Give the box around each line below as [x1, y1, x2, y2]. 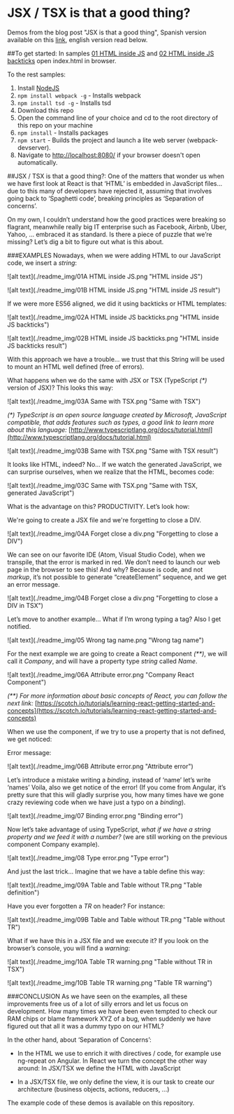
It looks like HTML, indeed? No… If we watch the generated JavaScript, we [7, 460, 222, 468]
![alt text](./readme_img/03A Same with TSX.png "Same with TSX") [7, 397, 201, 405]
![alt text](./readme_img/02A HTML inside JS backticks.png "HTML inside [7, 313, 219, 321]
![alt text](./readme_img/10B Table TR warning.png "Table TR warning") [7, 978, 213, 986]
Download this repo [17, 106, 74, 114]
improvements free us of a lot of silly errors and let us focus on [7, 999, 189, 1007]
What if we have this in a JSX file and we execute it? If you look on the [7, 936, 209, 944]
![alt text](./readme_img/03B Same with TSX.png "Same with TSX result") [7, 447, 219, 455]
